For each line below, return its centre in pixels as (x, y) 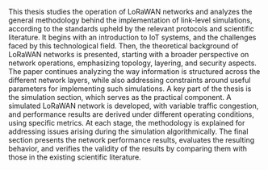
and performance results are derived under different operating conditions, (131, 114)
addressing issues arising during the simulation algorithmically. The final (128, 131)
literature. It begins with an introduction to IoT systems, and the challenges (132, 37)
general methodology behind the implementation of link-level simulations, (130, 20)
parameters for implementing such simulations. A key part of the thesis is (130, 89)
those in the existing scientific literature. (75, 157)
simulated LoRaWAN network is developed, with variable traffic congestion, (134, 106)
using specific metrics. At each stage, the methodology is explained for (127, 123)
